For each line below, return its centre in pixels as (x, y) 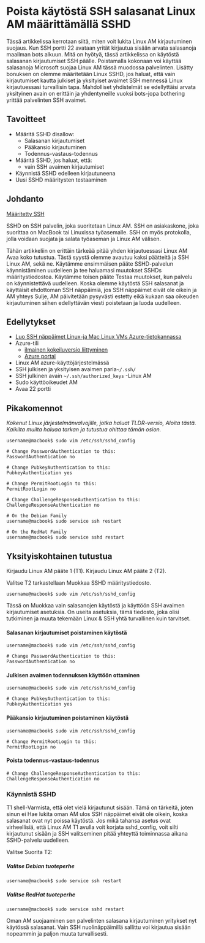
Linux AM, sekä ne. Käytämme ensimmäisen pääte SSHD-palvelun (90, 264)
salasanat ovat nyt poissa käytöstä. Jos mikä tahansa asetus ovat (89, 821)
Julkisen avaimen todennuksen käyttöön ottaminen (73, 675)
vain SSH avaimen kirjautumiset (64, 166)
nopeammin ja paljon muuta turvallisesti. (57, 934)
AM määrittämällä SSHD (69, 24)
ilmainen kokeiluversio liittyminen (66, 350)
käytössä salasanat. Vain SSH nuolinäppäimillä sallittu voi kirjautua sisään (99, 927)
